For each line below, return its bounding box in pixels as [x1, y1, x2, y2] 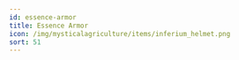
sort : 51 [9, 37, 41, 47]
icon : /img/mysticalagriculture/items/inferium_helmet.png [9, 29, 231, 38]
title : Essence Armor [9, 21, 89, 30]
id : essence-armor [9, 12, 77, 22]
